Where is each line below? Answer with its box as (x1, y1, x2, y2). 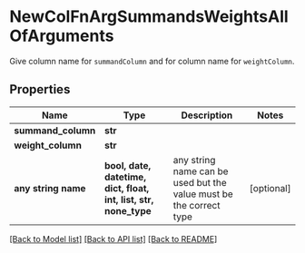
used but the (172, 176, 227, 189)
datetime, (103, 170, 147, 183)
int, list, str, (103, 193, 154, 206)
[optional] (249, 181, 291, 194)
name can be (172, 165, 229, 178)
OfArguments (9, 25, 114, 46)
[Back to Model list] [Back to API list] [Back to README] (9, 233, 218, 244)
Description (181, 109, 233, 122)
